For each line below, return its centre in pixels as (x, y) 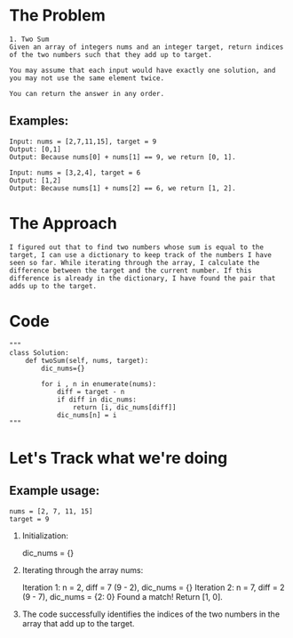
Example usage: (55, 491)
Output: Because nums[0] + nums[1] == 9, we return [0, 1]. (123, 157)
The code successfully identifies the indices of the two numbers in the (151, 614)
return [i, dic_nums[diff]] (124, 407)
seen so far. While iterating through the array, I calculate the (135, 262)
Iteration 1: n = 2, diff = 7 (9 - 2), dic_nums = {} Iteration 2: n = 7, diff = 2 (153, 587)
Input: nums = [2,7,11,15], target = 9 (83, 141)
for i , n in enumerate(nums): (99, 384)
